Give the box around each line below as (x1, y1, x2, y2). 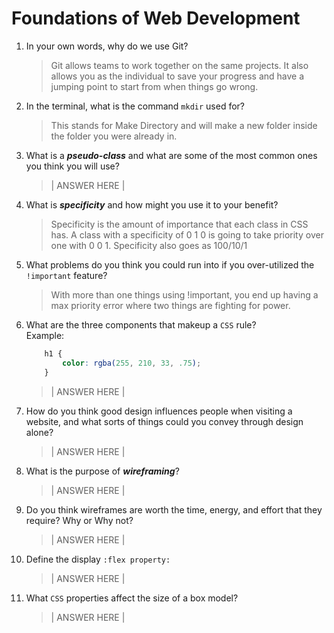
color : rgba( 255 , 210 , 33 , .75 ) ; (62, 358, 202, 368)
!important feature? (25, 269, 108, 281)
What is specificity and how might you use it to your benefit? (25, 198, 279, 211)
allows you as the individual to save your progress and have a (50, 70, 305, 82)
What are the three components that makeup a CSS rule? (25, 318, 257, 331)
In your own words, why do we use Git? (25, 40, 189, 52)
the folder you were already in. (50, 130, 178, 142)
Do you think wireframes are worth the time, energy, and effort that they (25, 503, 323, 516)
